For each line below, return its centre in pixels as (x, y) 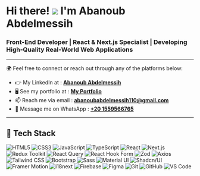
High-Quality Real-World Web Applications (70, 50)
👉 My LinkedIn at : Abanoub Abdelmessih (68, 83)
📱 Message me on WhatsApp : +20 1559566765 (74, 109)
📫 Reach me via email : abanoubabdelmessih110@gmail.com (92, 100)
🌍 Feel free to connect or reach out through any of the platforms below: (95, 68)
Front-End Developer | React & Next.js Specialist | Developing (97, 42)
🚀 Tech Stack (31, 133)
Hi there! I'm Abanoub (66, 11)
